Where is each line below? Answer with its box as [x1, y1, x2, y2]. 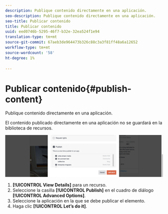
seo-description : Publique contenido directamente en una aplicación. [5, 13, 156, 18]
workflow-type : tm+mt [5, 45, 51, 50]
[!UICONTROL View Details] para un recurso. [12, 182, 107, 188]
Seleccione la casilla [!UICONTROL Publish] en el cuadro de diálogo [12, 187, 154, 193]
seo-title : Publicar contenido [5, 18, 71, 23]
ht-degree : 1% [5, 55, 35, 60]
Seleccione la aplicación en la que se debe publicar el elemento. [12, 198, 145, 204]
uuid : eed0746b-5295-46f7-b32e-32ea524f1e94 [5, 29, 100, 34]
